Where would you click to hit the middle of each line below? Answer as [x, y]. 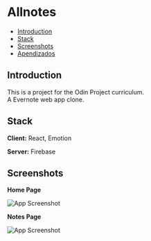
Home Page [24, 190]
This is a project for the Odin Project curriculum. [76, 92]
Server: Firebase [32, 151]
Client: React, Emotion [39, 138]
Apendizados [36, 53]
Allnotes [32, 12]
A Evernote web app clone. [46, 99]
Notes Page [24, 217]
